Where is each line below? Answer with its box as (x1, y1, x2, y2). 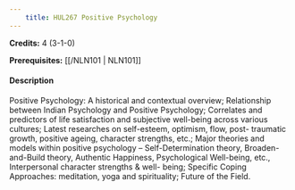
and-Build (9, 152, 46, 162)
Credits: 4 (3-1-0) (9, 37, 76, 48)
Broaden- (244, 142, 280, 153)
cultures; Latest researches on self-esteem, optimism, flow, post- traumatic (9, 123, 287, 134)
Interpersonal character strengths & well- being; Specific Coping (9, 161, 248, 172)
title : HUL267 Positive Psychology (25, 12, 158, 22)
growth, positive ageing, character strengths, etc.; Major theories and (9, 133, 265, 144)
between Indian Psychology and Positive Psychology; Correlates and (9, 104, 263, 115)
